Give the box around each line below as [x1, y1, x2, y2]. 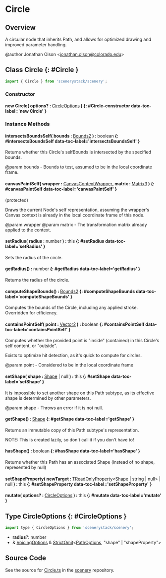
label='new [5, 108, 29, 114]
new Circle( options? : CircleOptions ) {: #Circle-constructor [5, 103, 130, 109]
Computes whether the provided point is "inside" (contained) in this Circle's [5, 338, 160, 344]
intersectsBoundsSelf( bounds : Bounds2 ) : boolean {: [5, 133, 119, 139]
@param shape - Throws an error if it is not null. [5, 405, 103, 411]
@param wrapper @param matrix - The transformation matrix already [5, 221, 147, 227]
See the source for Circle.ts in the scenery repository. [5, 567, 115, 573]
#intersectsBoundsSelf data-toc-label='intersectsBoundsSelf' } [5, 138, 140, 144]
